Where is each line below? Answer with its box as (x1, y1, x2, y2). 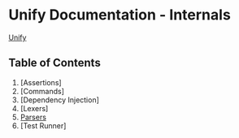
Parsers (20, 112, 47, 122)
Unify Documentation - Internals (8, 6, 232, 24)
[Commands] (20, 86, 65, 96)
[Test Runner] (20, 120, 67, 131)
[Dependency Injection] (20, 95, 100, 105)
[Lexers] (20, 103, 49, 113)
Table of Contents (8, 56, 102, 70)
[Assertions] (20, 77, 63, 87)
